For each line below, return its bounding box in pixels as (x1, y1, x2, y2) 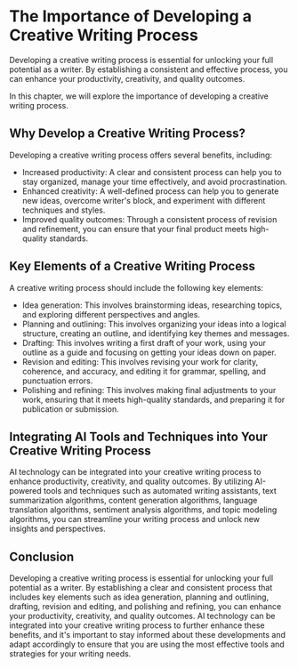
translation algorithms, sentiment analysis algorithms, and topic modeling (9, 504, 278, 515)
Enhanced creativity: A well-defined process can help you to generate (21, 185, 279, 197)
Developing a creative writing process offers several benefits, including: (9, 149, 273, 160)
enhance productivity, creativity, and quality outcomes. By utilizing (9, 476, 254, 487)
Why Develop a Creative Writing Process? (9, 126, 246, 141)
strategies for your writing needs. (9, 648, 132, 659)
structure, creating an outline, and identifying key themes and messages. (21, 327, 290, 339)
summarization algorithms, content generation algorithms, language (9, 495, 258, 506)
